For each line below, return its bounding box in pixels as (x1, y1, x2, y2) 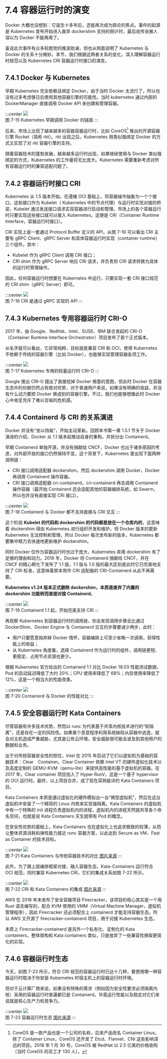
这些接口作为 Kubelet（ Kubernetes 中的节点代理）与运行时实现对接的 (13, 200, 157, 206)
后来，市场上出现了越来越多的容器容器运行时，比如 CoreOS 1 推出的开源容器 (5, 127, 161, 134)
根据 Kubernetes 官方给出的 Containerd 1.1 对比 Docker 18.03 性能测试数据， (5, 664, 161, 670)
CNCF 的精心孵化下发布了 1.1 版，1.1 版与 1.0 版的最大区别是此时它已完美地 (5, 561, 157, 567)
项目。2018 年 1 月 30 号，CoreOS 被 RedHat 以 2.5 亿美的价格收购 (21, 1042, 158, 1049)
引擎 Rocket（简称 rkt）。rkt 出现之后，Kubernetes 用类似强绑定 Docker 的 (5, 134, 157, 140)
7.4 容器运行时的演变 (5, 4, 90, 16)
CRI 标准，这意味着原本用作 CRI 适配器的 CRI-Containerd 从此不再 (14, 567, 150, 573)
